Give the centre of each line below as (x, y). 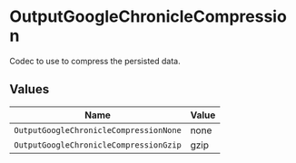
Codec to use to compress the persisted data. (95, 61)
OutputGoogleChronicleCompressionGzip (98, 145)
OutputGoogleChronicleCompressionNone (98, 130)
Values (30, 89)
